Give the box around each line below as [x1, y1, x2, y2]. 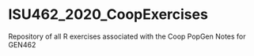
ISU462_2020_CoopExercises [8, 6, 208, 24]
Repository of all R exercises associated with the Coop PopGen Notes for [8, 32, 247, 41]
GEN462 [8, 39, 36, 49]
